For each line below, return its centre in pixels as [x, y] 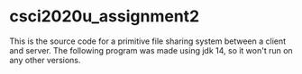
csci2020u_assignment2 [105, 16]
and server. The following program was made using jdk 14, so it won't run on [151, 50]
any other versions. [45, 60]
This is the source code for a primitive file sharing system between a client [148, 41]
